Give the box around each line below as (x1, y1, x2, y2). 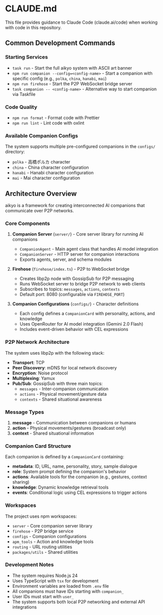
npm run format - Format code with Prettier (12, 115, 100, 121)
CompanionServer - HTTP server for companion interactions (19, 251, 139, 257)
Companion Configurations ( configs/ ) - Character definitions (12, 301, 139, 307)
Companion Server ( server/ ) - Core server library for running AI (12, 231, 144, 237)
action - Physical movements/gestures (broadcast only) (12, 425, 126, 431)
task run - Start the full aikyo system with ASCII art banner (12, 65, 132, 71)
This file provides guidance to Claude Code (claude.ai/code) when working (5, 19, 158, 25)
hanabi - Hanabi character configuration (12, 170, 94, 176)
